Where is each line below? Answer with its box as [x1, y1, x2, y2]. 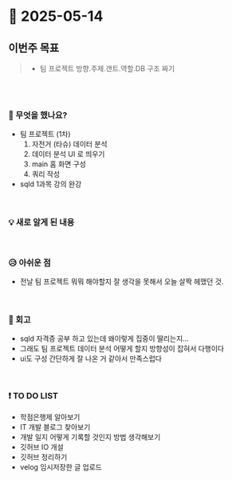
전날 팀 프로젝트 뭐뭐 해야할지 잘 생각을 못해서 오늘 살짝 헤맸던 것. [19, 276, 224, 286]
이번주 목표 [8, 41, 60, 54]
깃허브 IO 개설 [19, 442, 64, 452]
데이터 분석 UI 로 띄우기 [31, 150, 105, 159]
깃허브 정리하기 [19, 452, 68, 462]
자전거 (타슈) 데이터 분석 [31, 139, 108, 149]
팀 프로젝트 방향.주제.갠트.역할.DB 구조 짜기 [39, 64, 175, 73]
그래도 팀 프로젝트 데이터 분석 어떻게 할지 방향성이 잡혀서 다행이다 [19, 344, 225, 354]
